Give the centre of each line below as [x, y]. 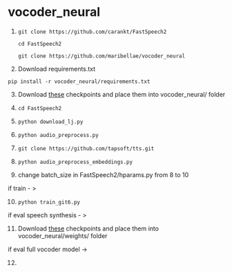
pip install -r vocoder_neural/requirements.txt [79, 81]
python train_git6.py [49, 202]
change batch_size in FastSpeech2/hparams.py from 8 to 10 [103, 174]
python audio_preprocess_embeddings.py [75, 162]
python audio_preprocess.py [58, 135]
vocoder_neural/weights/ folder [62, 235]
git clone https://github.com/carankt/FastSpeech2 [92, 32]
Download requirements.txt [57, 69]
